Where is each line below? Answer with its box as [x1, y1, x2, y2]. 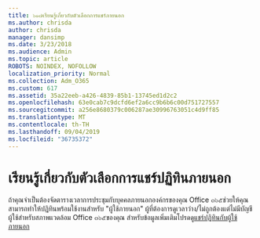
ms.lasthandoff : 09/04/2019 [8, 128, 101, 135]
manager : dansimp [8, 33, 65, 41]
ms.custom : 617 [8, 84, 58, 92]
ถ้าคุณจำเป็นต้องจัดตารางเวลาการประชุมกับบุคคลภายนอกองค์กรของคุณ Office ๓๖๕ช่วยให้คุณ [8, 195, 249, 204]
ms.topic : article [8, 56, 68, 63]
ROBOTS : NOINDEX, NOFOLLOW [8, 63, 97, 70]
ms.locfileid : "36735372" [8, 135, 93, 143]
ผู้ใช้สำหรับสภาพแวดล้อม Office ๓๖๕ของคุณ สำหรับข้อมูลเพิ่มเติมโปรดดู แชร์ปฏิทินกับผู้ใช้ [8, 213, 238, 222]
